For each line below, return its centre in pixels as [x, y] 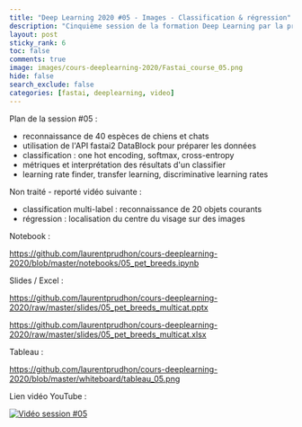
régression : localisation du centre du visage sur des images [133, 218]
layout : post [34, 34]
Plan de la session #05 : [53, 119]
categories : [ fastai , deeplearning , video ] [92, 93]
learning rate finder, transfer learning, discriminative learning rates [145, 174]
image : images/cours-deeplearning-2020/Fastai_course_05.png [126, 68]
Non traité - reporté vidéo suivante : [75, 191]
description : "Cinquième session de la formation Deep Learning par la [146, 26]
